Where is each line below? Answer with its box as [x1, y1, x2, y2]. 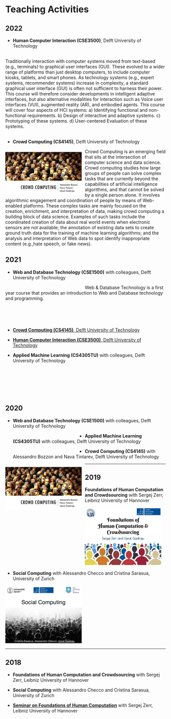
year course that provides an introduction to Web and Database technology [5, 290, 163, 296]
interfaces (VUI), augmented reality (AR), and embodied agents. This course [5, 102, 165, 108]
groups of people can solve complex [84, 170, 162, 176]
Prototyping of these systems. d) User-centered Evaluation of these [5, 118, 148, 124]
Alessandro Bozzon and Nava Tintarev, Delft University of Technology [12, 453, 159, 460]
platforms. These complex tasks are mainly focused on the [23, 203, 147, 209]
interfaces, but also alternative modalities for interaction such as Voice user [5, 96, 164, 102]
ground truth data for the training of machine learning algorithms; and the [5, 230, 159, 236]
